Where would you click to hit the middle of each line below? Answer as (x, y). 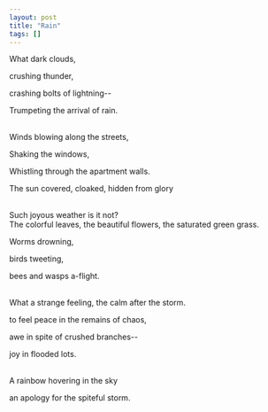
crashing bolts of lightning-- (61, 93)
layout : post (33, 17)
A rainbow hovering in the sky (63, 381)
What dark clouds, (43, 59)
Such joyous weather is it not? (64, 215)
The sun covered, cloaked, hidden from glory (92, 189)
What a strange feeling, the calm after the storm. (97, 303)
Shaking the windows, (50, 154)
